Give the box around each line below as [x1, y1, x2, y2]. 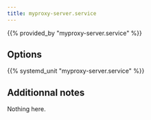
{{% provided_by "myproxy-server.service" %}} [7, 29, 143, 37]
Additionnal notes [7, 86, 85, 98]
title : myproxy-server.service [7, 10, 97, 17]
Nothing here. [7, 105, 46, 113]
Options [7, 49, 43, 60]
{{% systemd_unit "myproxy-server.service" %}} [7, 67, 145, 75]
